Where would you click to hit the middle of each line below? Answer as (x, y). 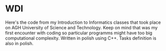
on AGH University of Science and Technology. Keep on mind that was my (81, 27)
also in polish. (19, 43)
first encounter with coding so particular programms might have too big (79, 33)
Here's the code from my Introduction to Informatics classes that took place (83, 22)
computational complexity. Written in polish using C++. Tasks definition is (81, 38)
